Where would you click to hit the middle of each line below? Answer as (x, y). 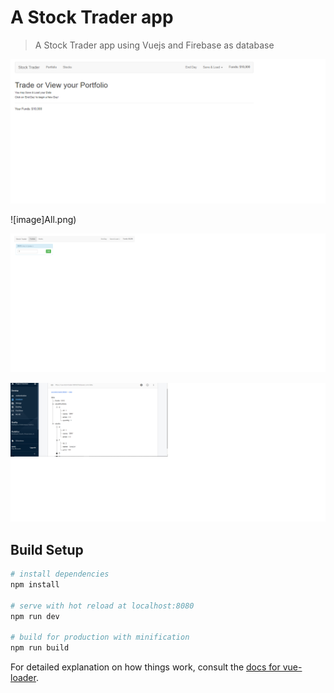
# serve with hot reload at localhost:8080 (102, 606)
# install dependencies (60, 574)
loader (23, 678)
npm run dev (35, 616)
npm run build (40, 648)
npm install (35, 584)
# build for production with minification (100, 637)
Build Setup (47, 549)
